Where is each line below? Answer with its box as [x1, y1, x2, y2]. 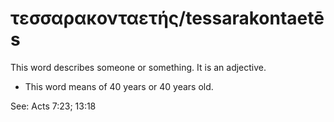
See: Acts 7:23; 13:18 [10, 100, 97, 112]
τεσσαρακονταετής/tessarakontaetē [10, 7, 325, 30]
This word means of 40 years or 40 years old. [24, 80, 214, 92]
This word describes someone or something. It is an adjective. [10, 61, 267, 73]
